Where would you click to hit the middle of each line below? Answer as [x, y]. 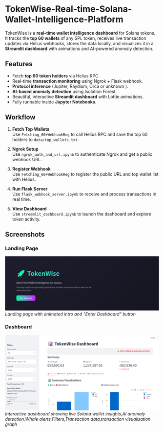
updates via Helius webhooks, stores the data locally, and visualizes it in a [79, 43]
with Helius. [24, 179]
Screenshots [25, 234]
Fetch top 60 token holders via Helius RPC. [56, 76]
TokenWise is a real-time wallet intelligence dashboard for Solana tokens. [80, 33]
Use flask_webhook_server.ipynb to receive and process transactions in [84, 194]
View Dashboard [30, 209]
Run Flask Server [30, 189]
